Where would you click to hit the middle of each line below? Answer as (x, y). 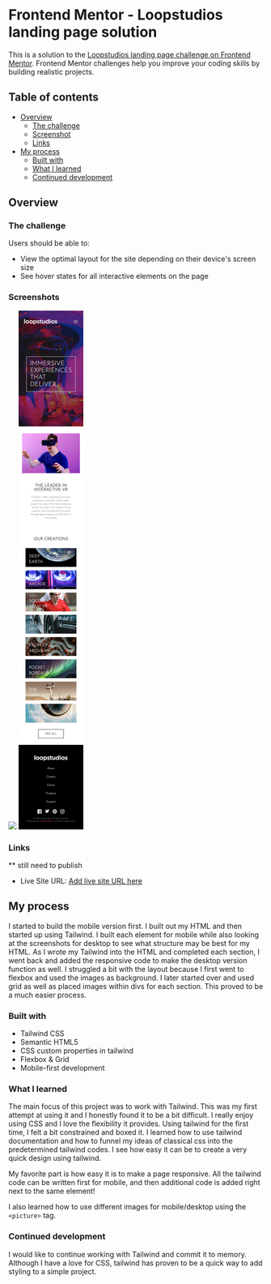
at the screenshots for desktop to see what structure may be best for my (129, 943)
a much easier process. (47, 995)
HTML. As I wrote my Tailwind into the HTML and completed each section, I (134, 952)
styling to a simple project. (53, 1271)
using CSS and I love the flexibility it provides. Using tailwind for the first (129, 1123)
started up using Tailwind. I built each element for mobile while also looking (134, 935)
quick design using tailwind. (55, 1158)
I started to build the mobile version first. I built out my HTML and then (125, 926)
